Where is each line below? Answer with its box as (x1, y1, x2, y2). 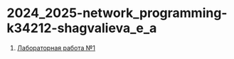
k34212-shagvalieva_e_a (6, 20, 157, 36)
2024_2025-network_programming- (6, 5, 228, 21)
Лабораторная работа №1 (16, 43, 96, 52)
